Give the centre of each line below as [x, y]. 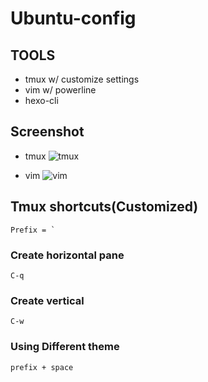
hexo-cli [41, 100]
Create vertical [47, 300]
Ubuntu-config [73, 18]
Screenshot [47, 132]
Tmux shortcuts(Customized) [104, 207]
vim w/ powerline [60, 90]
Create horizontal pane [67, 255]
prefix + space [42, 367]
